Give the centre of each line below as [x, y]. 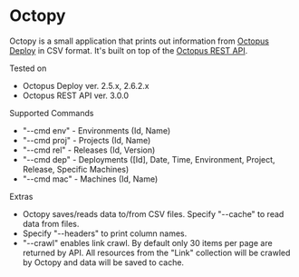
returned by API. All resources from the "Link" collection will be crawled [156, 252]
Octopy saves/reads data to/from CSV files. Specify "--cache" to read [153, 213]
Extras [21, 196]
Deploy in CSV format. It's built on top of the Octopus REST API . [129, 50]
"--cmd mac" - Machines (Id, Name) [90, 179]
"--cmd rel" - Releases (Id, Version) [89, 150]
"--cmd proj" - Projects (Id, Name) [87, 140]
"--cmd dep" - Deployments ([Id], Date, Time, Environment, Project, [149, 159]
